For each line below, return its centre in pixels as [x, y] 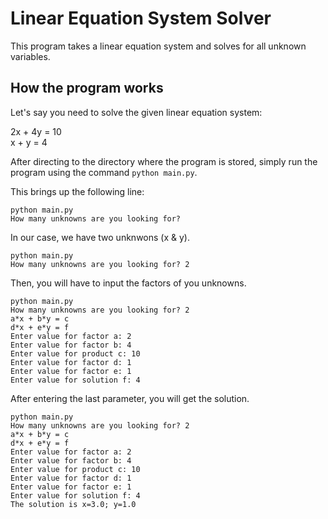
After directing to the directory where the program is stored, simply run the [164, 161]
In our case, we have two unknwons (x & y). [100, 237]
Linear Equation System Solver [141, 18]
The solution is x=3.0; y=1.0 [73, 504]
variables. [30, 56]
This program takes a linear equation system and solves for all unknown [158, 46]
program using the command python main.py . [104, 172]
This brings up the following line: [77, 191]
